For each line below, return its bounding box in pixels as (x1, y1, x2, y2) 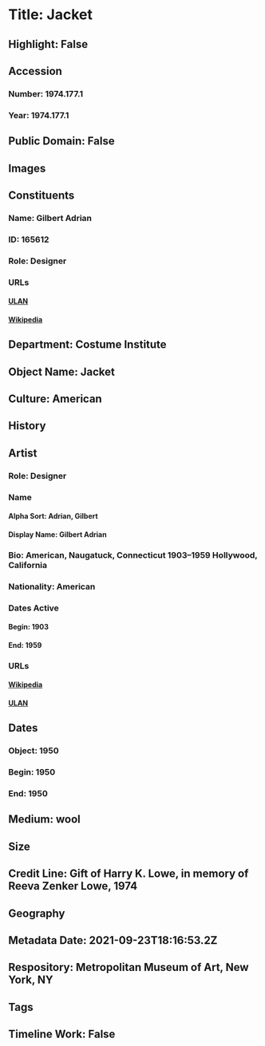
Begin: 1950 (8, 767, 56, 778)
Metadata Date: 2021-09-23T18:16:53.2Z (8, 934, 218, 947)
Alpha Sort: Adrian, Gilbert (8, 511, 98, 521)
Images (8, 161, 46, 175)
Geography (8, 906, 65, 920)
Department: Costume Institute (8, 337, 167, 352)
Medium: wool (8, 812, 81, 827)
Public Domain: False (8, 134, 115, 148)
